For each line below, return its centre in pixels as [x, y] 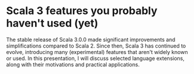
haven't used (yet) [52, 23]
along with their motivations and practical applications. [73, 64]
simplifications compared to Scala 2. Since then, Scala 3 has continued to [96, 46]
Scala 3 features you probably [82, 11]
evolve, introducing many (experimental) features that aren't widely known [97, 52]
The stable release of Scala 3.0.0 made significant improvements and [91, 39]
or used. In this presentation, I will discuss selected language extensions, [96, 58]
